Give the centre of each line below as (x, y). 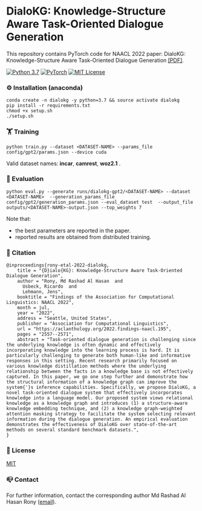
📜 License (21, 450)
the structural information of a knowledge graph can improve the (92, 382)
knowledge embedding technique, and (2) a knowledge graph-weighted (94, 409)
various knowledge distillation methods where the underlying (86, 366)
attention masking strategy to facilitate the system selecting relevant (101, 414)
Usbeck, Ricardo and (50, 286)
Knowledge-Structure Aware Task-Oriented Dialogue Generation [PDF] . (95, 60)
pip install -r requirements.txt (48, 106)
